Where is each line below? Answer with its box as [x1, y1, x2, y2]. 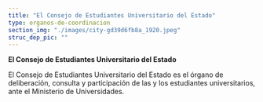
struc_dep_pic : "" [8, 33, 68, 42]
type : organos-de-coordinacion [8, 19, 111, 27]
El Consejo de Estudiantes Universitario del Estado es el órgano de [8, 70, 224, 79]
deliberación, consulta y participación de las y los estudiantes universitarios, [8, 78, 256, 88]
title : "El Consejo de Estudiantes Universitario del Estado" [8, 11, 216, 20]
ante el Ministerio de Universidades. [8, 87, 125, 97]
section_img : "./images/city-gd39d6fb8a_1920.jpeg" [8, 26, 181, 34]
